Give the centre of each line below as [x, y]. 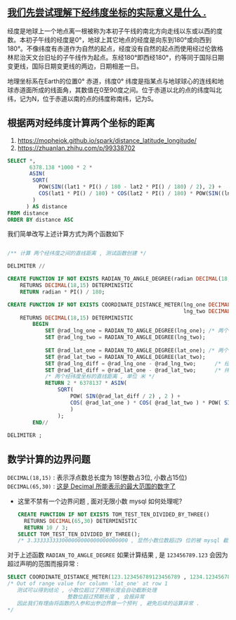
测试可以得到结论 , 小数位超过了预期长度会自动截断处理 [87, 590]
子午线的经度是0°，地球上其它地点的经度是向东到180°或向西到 [122, 39]
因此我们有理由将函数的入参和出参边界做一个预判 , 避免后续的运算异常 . [108, 603]
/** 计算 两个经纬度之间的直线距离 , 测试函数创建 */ [77, 253]
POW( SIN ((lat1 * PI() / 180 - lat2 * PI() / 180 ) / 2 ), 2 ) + [130, 187]
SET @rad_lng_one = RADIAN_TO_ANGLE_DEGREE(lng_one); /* [130, 331]
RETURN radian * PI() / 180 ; [63, 292]
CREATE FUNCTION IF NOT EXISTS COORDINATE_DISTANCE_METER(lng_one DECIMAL [119, 305]
